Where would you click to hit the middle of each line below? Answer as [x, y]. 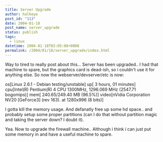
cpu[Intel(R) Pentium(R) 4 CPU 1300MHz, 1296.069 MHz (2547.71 [71, 89]
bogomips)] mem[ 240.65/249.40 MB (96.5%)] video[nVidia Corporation [78, 94]
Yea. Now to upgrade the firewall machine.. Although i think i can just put [78, 129]
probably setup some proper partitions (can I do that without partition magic [81, 114]
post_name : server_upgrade [32, 28]
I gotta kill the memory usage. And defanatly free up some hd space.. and [79, 109]
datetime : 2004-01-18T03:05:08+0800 [42, 46]
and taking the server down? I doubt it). [45, 120]
